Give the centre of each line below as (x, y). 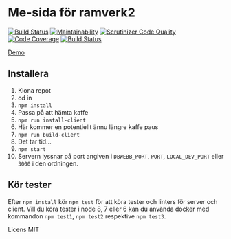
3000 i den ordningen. (48, 163)
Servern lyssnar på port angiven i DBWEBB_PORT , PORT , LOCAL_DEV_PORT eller (121, 156)
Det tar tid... (34, 141)
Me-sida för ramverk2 (72, 13)
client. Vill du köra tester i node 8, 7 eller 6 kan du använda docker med (109, 209)
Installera (29, 74)
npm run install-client (52, 120)
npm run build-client (48, 135)
